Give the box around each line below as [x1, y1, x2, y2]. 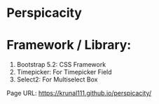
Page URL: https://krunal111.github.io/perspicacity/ [6, 89, 152, 98]
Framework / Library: [6, 37, 132, 53]
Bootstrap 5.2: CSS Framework [16, 60, 106, 69]
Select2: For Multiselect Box [16, 75, 98, 84]
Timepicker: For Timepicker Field [16, 68, 113, 77]
